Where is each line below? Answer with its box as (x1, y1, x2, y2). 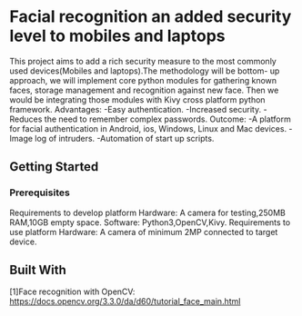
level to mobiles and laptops (9, 25, 226, 46)
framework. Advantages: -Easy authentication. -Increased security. (9, 104, 262, 114)
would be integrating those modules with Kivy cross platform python (9, 94, 266, 105)
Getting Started (9, 159, 99, 174)
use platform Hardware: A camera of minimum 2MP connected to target (9, 226, 278, 237)
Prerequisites (9, 186, 70, 199)
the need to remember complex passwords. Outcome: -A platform (44, 114, 291, 124)
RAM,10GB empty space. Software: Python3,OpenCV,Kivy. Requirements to (9, 216, 291, 228)
